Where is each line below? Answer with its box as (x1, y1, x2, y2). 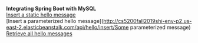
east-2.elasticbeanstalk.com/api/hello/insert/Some (6, 24, 129, 31)
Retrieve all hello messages (6, 30, 72, 37)
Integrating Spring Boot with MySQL (6, 5, 97, 12)
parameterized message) (130, 24, 191, 31)
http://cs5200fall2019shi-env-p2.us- (103, 18, 192, 24)
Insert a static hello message (6, 11, 76, 18)
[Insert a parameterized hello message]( (6, 18, 104, 24)
